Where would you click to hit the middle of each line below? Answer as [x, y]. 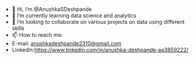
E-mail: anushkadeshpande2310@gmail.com [66, 44]
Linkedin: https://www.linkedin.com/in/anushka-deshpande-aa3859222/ [100, 50]
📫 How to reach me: [37, 35]
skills [18, 28]
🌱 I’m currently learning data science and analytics [74, 15]
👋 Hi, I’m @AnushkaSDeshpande [52, 9]
